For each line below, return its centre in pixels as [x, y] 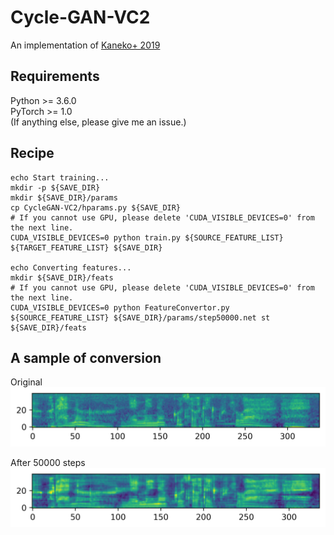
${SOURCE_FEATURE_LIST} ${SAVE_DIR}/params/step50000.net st [140, 317]
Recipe [32, 153]
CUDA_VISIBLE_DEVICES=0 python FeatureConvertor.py [120, 307]
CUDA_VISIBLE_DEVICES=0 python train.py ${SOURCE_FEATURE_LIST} [147, 237]
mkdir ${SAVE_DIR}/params [64, 197]
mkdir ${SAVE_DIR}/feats [62, 277]
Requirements [55, 76]
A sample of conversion [86, 357]
